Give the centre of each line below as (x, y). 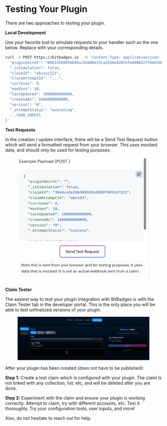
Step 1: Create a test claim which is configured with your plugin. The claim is (83, 378)
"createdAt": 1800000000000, (40, 99)
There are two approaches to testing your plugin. (55, 23)
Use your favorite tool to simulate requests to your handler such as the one (82, 42)
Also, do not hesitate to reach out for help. (48, 418)
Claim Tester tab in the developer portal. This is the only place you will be (80, 304)
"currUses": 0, (25, 84)
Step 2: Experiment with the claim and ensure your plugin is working (75, 398)
